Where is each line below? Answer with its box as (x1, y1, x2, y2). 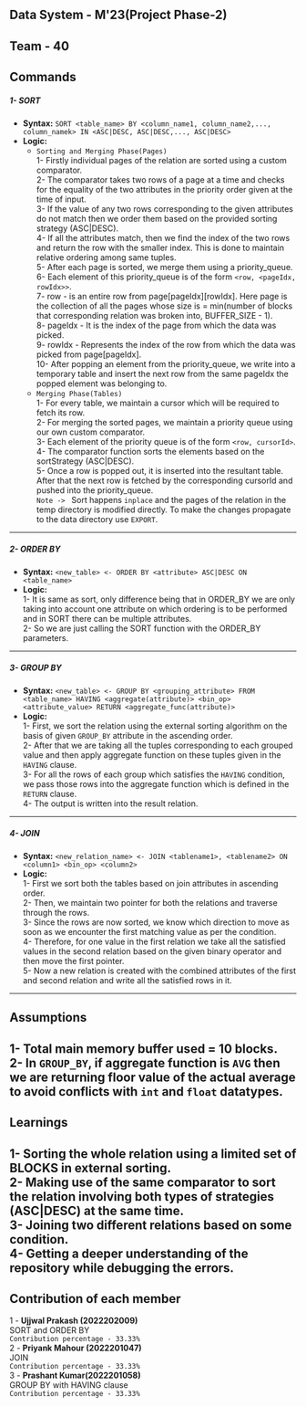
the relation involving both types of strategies (9, 1189, 275, 1204)
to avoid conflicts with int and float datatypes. (9, 1084, 284, 1099)
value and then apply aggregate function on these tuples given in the (22, 750, 281, 761)
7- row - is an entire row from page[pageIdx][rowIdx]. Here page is (36, 291, 288, 302)
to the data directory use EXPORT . (36, 514, 158, 525)
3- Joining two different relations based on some (9, 1217, 292, 1233)
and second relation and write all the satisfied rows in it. (22, 975, 232, 986)
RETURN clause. (22, 789, 77, 800)
